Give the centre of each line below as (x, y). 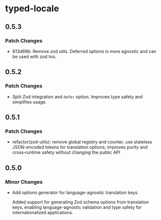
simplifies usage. (29, 102)
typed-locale (32, 9)
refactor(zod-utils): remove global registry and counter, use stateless (82, 142)
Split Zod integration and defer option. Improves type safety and (77, 97)
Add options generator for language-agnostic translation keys (75, 192)
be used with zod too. (34, 56)
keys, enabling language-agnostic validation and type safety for (77, 207)
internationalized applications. (43, 212)
